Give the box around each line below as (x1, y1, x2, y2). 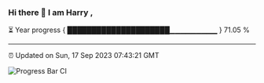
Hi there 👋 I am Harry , (8, 7, 93, 18)
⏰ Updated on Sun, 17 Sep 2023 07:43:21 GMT (8, 51, 159, 60)
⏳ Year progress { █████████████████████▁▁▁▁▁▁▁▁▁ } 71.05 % (8, 25, 250, 34)
